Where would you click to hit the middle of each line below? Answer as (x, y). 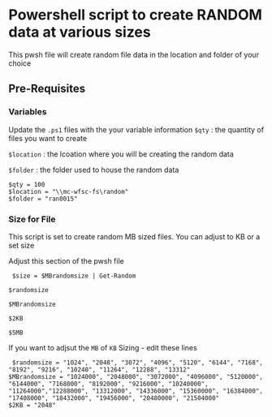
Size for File (32, 219)
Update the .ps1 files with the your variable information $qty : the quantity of (136, 129)
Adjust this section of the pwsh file (66, 260)
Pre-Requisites (47, 89)
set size (22, 245)
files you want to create (48, 138)
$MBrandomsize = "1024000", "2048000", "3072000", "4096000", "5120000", (136, 376)
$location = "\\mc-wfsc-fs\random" (69, 191)
